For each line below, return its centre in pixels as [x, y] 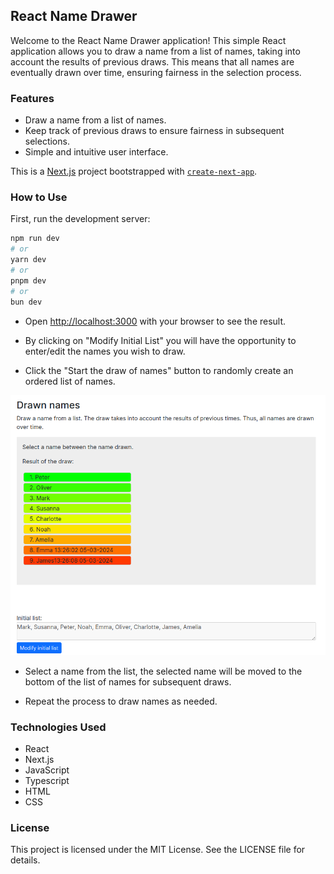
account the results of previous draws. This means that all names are [152, 61]
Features [32, 98]
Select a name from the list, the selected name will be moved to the [163, 671]
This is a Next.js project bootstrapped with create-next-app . [134, 171]
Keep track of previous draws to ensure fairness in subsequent [154, 131]
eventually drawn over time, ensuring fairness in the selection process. [156, 72]
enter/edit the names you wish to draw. [105, 351]
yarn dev [28, 260]
